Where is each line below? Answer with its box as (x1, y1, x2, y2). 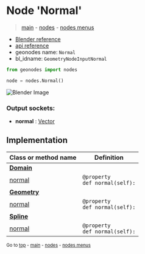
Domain (9, 163, 32, 172)
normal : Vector (15, 117, 55, 125)
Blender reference (15, 35, 61, 43)
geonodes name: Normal (15, 48, 76, 55)
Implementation (6, 135, 68, 146)
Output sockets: (6, 104, 55, 112)
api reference (15, 42, 49, 49)
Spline (9, 212, 29, 221)
